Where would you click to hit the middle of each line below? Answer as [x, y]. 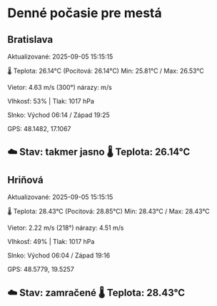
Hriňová [26, 180]
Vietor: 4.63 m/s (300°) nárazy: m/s [60, 87]
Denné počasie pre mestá [85, 13]
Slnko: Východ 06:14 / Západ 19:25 [59, 115]
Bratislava [30, 40]
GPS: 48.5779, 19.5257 [41, 270]
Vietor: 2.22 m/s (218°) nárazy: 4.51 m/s [66, 228]
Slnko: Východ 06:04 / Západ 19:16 [59, 255]
